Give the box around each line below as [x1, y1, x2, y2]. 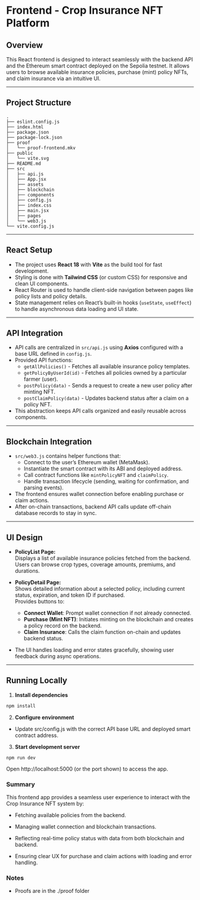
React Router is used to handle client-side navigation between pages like [14, 286, 193, 293]
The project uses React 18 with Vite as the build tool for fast [14, 261, 162, 268]
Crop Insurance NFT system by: [6, 800, 85, 807]
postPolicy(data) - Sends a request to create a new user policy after [23, 382, 193, 389]
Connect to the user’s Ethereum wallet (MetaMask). [23, 459, 150, 466]
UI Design [6, 532, 43, 543]
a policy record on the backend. [23, 622, 102, 630]
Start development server [14, 743, 80, 750]
